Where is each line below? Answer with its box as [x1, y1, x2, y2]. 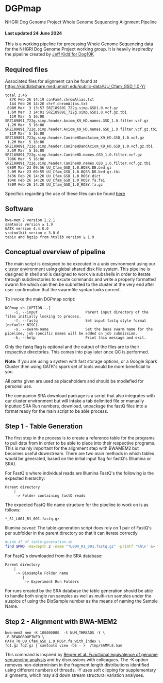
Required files [5, 65, 48, 73]
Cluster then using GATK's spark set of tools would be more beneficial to [5, 363, 150, 369]
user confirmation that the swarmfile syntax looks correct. [5, 286, 121, 292]
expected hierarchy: [5, 475, 45, 481]
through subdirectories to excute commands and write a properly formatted [5, 276, 156, 282]
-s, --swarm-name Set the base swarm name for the [14, 327, 153, 332]
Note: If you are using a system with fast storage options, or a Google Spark [5, 358, 158, 364]
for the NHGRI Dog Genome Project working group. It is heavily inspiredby [5, 46, 153, 52]
